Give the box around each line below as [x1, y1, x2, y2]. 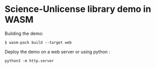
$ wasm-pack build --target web [4, 40, 72, 45]
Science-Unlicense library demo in [4, 3, 152, 15]
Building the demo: [4, 30, 43, 36]
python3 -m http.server [4, 58, 54, 63]
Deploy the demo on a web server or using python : [4, 49, 111, 55]
